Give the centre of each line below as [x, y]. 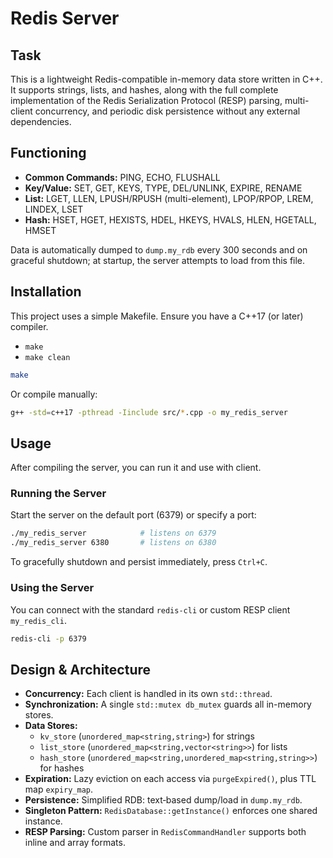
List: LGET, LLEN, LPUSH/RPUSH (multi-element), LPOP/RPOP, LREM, [169, 198]
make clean [47, 357]
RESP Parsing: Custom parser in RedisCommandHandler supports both [165, 832]
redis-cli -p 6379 [48, 638]
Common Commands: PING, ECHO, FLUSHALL [122, 177]
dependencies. [41, 121]
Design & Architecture [81, 669]
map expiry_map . [59, 789]
